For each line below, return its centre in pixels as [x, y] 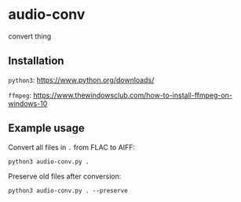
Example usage [46, 129]
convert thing [30, 36]
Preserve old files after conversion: [65, 176]
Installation [36, 61]
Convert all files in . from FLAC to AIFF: [72, 147]
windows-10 [28, 103]
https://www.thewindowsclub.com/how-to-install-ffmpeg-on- [133, 95]
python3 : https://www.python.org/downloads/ [81, 79]
